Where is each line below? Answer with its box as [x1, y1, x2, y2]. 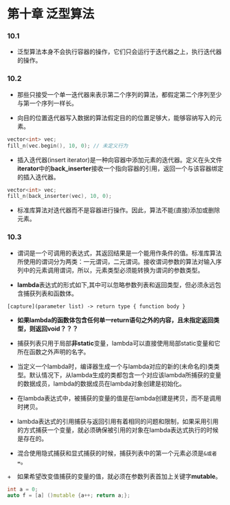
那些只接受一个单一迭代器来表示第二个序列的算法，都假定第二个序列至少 [16, 90, 222, 98]
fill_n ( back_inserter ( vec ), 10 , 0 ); [7, 193, 112, 200]
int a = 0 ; [7, 486, 38, 493]
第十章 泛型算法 [7, 6, 95, 22]
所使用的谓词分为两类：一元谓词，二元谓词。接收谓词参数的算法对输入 [16, 257, 216, 265]
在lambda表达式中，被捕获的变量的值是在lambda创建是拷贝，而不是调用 [16, 394, 222, 402]
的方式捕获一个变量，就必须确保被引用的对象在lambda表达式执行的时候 [16, 425, 219, 434]
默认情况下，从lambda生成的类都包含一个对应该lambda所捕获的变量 [29, 370, 222, 379]
